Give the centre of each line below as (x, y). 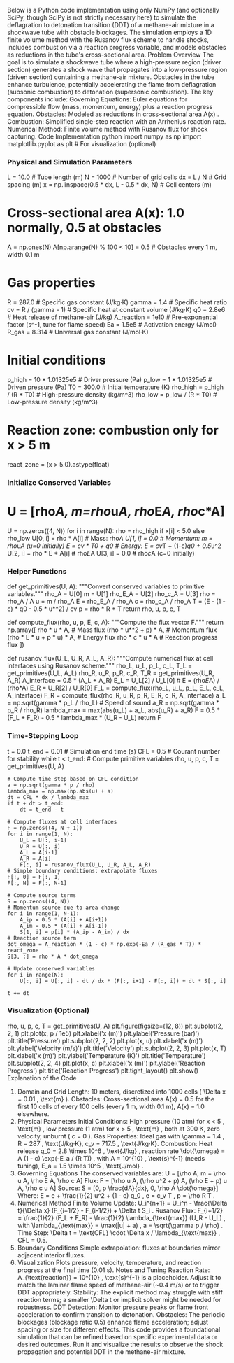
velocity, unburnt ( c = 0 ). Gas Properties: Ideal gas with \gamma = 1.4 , (121, 1136)
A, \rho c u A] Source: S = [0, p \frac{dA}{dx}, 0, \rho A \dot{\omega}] (118, 1188)
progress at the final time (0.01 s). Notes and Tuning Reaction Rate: (114, 1270)
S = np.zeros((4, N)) (39, 901)
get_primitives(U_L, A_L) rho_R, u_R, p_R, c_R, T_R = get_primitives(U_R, (111, 673)
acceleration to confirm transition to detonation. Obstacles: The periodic (121, 1314)
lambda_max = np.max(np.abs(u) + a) (60, 791)
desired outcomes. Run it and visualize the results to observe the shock (120, 1344)
